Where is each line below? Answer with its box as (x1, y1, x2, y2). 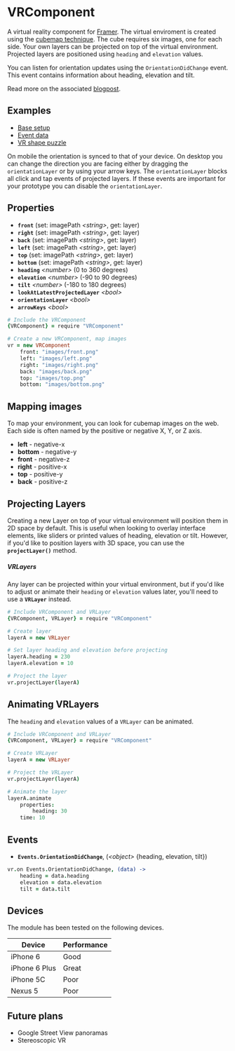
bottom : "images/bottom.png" (20, 381, 105, 388)
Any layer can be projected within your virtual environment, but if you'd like (7, 580, 224, 588)
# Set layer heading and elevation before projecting (7, 647, 168, 654)
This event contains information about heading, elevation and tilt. (7, 71, 195, 79)
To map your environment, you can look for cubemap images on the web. (7, 419, 220, 428)
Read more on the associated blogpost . (7, 84, 121, 93)
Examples (7, 105, 51, 116)
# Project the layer (7, 673, 68, 680)
